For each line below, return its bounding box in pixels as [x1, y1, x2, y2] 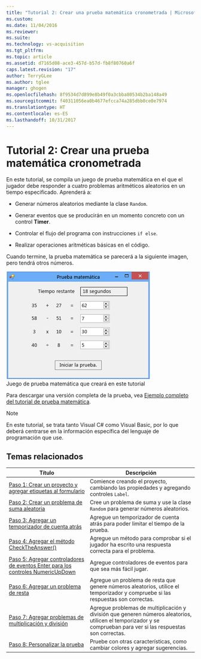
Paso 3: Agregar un [8, 517, 57, 524]
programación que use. [6, 434, 64, 441]
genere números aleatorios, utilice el [89, 583, 179, 590]
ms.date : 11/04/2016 [6, 22, 58, 28]
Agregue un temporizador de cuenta [89, 514, 179, 521]
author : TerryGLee [6, 72, 52, 79]
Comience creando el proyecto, [89, 478, 167, 485]
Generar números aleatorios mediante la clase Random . [14, 201, 148, 208]
